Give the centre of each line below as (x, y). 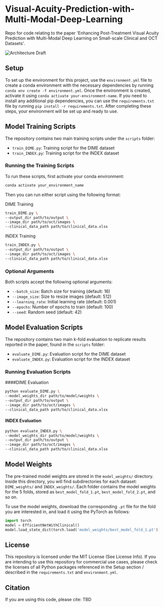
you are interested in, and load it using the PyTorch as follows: (68, 512)
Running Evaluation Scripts (38, 372)
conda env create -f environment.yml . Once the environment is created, (78, 90)
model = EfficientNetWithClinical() (42, 525)
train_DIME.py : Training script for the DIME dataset (63, 148)
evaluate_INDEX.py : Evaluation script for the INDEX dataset (71, 359)
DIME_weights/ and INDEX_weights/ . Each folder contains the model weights (81, 486)
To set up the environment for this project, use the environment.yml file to (79, 80)
